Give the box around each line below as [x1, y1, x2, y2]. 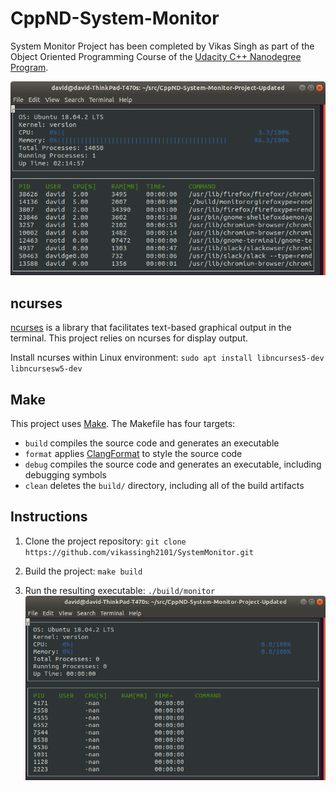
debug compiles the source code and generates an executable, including [24, 458, 322, 470]
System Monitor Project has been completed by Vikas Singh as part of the [10, 40, 315, 52]
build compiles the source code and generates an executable [24, 437, 280, 449]
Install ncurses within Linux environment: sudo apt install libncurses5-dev [10, 352, 325, 364]
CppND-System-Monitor [10, 7, 220, 30]
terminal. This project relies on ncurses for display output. [10, 332, 248, 344]
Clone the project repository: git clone [24, 535, 187, 547]
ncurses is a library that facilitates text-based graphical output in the [10, 322, 292, 334]
